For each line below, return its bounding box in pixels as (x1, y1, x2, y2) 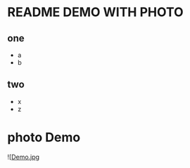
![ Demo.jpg (7, 153, 40, 161)
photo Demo (7, 129, 81, 145)
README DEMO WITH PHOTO (7, 4, 184, 20)
